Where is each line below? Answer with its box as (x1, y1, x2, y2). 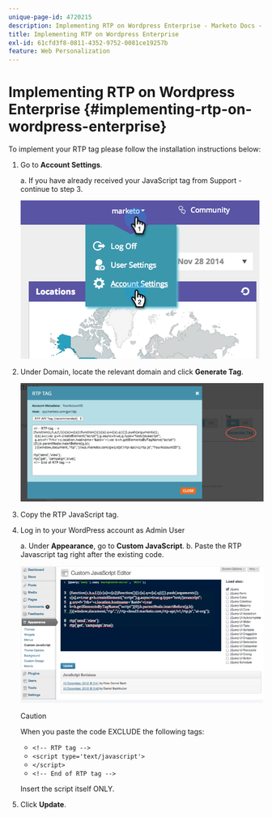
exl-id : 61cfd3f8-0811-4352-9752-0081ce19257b (8, 39, 168, 47)
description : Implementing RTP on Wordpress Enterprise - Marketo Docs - (8, 21, 263, 30)
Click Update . (19, 799, 66, 809)
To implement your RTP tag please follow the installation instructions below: (8, 144, 261, 154)
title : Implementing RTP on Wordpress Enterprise (8, 30, 180, 38)
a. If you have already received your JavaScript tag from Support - (19, 176, 243, 185)
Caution (19, 711, 47, 721)
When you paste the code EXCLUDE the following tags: (19, 726, 205, 736)
